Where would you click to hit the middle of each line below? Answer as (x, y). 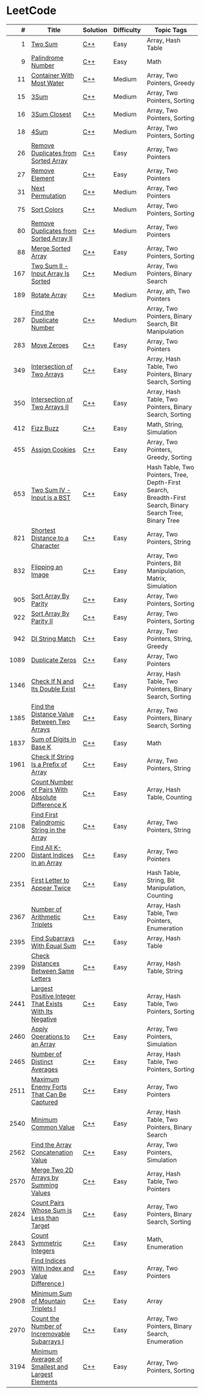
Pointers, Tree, (167, 474)
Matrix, (157, 578)
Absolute (44, 797)
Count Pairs (48, 1203)
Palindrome (47, 57)
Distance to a (50, 538)
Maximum (45, 1079)
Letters (41, 978)
